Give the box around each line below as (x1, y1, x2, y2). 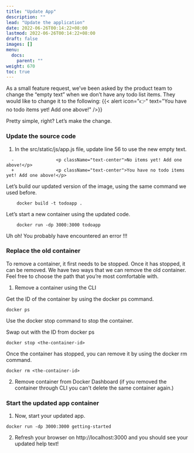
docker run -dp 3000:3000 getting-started (6, 424, 111, 429)
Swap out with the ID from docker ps (6, 328, 95, 335)
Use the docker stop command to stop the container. (6, 317, 134, 324)
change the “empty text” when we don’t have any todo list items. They (6, 91, 176, 98)
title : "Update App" (6, 8, 57, 15)
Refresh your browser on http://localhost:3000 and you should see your (14, 434, 189, 441)
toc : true (6, 69, 30, 75)
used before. (6, 189, 37, 196)
